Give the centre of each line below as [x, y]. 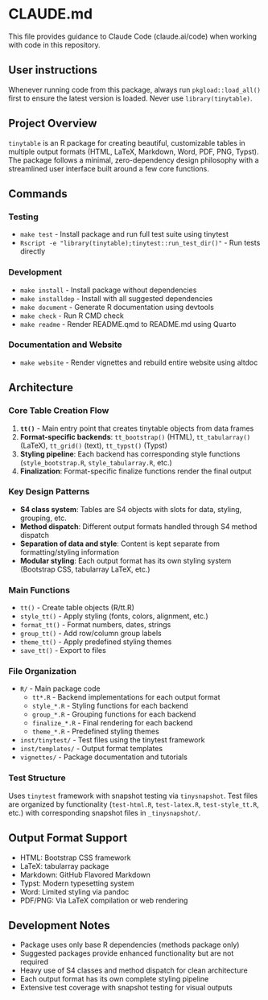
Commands [38, 194]
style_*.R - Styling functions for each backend [110, 706]
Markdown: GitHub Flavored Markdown [85, 874]
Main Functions [39, 590]
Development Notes [59, 926]
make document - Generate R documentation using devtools [117, 307]
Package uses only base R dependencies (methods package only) [130, 945]
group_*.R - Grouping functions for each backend [114, 714]
